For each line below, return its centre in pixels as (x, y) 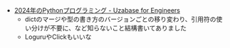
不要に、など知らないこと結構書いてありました (118, 28)
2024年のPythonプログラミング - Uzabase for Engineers (97, 10)
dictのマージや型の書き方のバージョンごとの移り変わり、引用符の (120, 19)
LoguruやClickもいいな (58, 37)
